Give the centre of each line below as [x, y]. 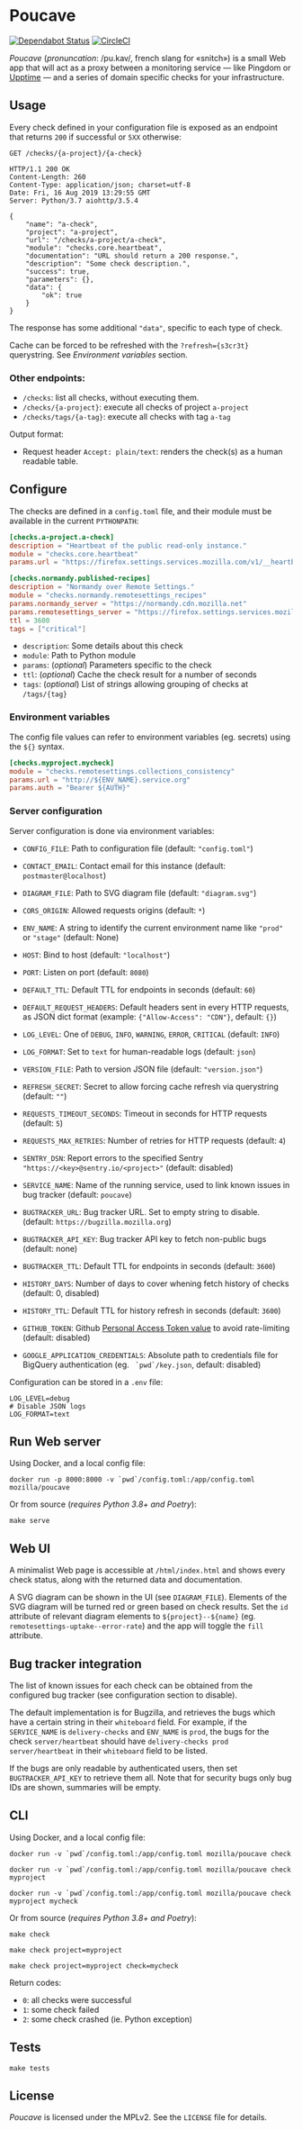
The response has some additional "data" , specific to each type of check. [146, 327]
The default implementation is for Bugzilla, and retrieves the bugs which [142, 1713]
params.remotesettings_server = [70, 612]
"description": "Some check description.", [108, 263]
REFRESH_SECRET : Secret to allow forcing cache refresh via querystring [150, 1086]
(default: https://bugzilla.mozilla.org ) [97, 1221]
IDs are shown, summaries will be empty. [85, 1788]
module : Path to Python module [79, 656]
